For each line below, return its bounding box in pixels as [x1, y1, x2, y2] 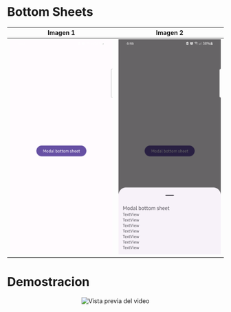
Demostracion [7, 274, 90, 289]
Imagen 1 [47, 29, 76, 37]
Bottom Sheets [7, 4, 93, 20]
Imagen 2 [155, 29, 184, 37]
